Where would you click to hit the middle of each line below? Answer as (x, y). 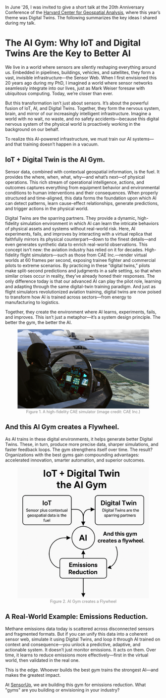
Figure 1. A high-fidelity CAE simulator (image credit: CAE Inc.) (83, 412)
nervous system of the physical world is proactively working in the (73, 124)
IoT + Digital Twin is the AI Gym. (55, 160)
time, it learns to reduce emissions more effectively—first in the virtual (77, 655)
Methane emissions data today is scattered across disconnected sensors (80, 629)
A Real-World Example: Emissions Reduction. (77, 617)
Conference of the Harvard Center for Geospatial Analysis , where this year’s (83, 12)
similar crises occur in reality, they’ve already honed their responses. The (80, 276)
